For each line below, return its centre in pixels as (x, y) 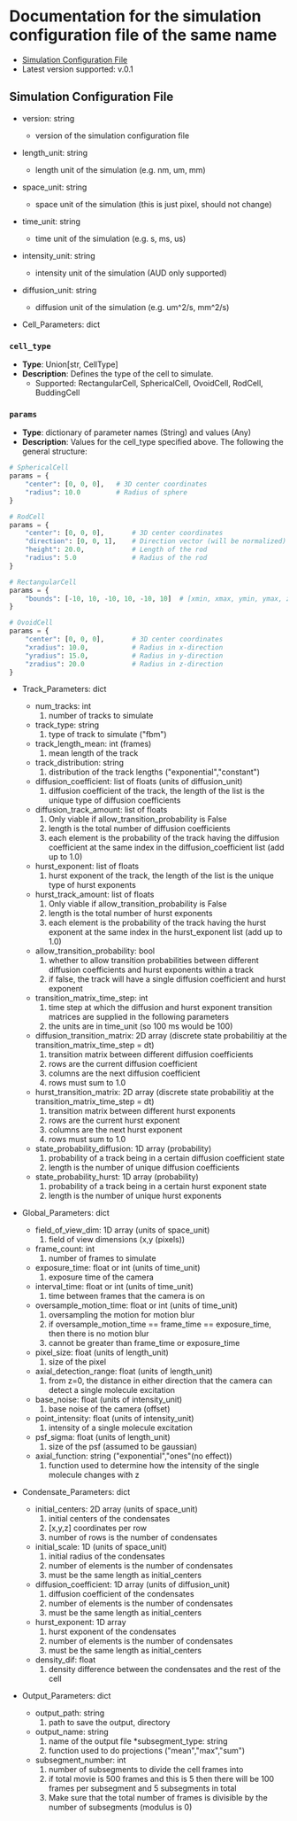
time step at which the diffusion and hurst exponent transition (160, 1008)
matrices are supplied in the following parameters (139, 1017)
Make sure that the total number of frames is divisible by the (158, 1798)
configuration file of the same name (143, 35)
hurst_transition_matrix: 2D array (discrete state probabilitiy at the (154, 1093)
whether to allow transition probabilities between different (153, 961)
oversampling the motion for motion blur (122, 1315)
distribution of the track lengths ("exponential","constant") (154, 772)
